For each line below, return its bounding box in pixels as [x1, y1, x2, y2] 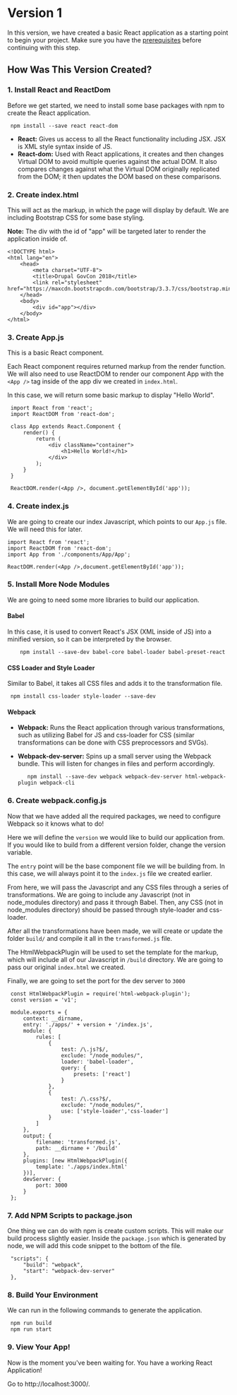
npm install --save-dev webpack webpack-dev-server [27, 773, 183, 780]
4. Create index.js [7, 501, 69, 511]
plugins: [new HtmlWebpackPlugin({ [23, 1157, 128, 1164]
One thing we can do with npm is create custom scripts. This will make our [7, 1227, 224, 1235]
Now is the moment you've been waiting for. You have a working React [7, 1358, 213, 1367]
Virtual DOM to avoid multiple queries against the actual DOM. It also [17, 157, 217, 165]
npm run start [10, 1326, 52, 1333]
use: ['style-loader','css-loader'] [61, 1108, 169, 1115]
